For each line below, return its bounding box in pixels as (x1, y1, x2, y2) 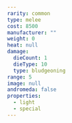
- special (13, 105, 41, 112)
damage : (7, 49, 29, 55)
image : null (7, 80, 41, 87)
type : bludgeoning (13, 67, 67, 74)
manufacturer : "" (7, 29, 57, 36)
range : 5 (7, 73, 32, 81)
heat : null (7, 42, 38, 49)
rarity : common (7, 10, 51, 17)
